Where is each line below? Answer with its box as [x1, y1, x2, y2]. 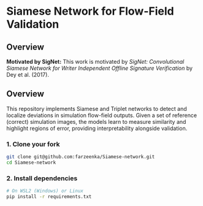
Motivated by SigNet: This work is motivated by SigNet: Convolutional [6, 58, 185, 65]
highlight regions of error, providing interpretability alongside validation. [6, 124, 188, 132]
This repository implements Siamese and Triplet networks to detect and [6, 105, 187, 112]
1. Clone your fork [6, 140, 60, 148]
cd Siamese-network [6, 159, 56, 166]
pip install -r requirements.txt [6, 194, 92, 200]
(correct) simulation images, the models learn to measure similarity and [6, 118, 186, 125]
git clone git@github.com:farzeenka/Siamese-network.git [6, 154, 155, 160]
